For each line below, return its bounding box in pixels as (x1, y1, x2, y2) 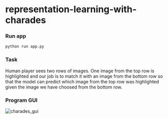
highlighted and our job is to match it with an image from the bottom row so (5, 73, 163, 79)
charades (5, 14, 46, 26)
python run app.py (5, 44, 44, 49)
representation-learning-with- (5, 4, 137, 15)
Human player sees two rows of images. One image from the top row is (5, 68, 154, 74)
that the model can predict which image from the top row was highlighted (5, 78, 159, 84)
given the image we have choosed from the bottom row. (5, 84, 123, 90)
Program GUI (5, 97, 38, 104)
